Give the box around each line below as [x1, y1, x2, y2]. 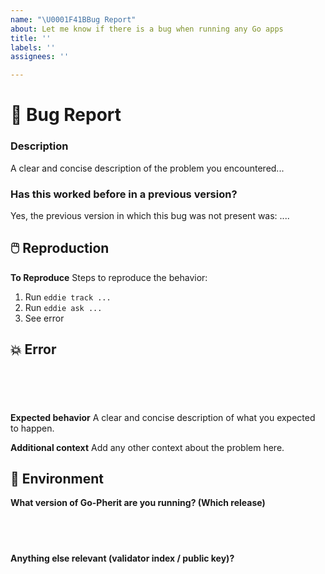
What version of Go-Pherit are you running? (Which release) [10, 497, 266, 509]
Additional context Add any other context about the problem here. [10, 441, 285, 453]
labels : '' [10, 42, 56, 53]
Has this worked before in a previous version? [10, 187, 238, 201]
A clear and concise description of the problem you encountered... [10, 162, 285, 174]
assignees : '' [10, 52, 70, 62]
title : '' [10, 33, 52, 43]
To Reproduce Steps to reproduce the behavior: [10, 271, 208, 283]
